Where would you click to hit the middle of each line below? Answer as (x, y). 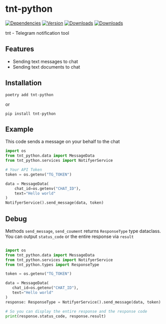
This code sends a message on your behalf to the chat (63, 142)
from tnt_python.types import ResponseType (52, 265)
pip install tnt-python (31, 114)
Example (19, 129)
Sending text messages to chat (45, 61)
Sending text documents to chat (46, 67)
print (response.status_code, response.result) (56, 316)
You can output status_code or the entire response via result (69, 236)
